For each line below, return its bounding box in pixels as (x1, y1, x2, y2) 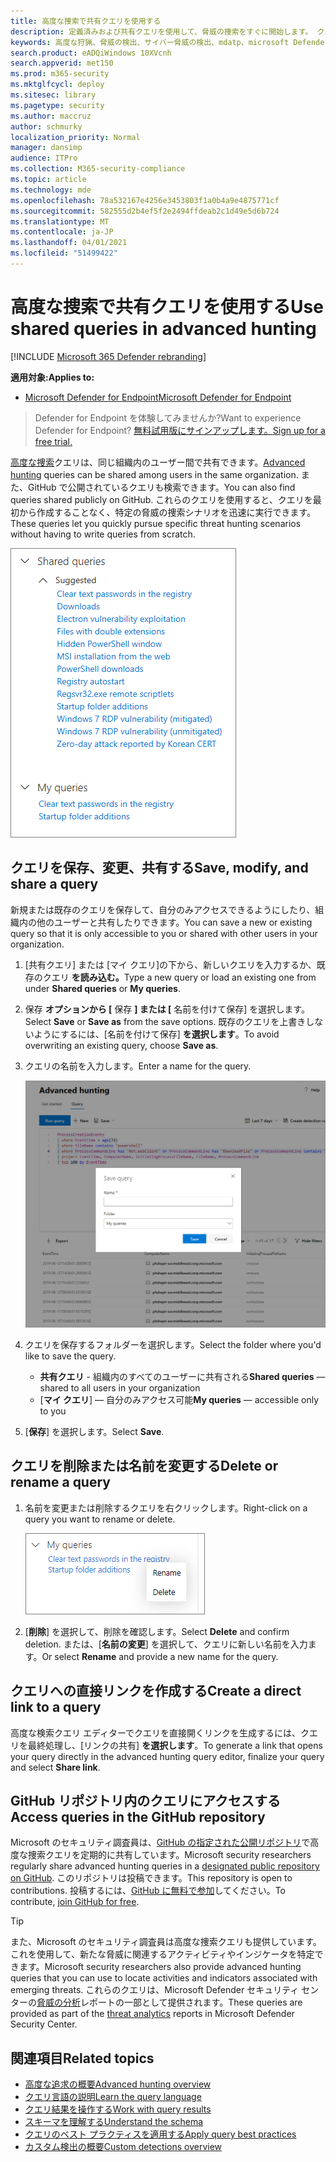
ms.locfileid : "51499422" (10, 248, 118, 259)
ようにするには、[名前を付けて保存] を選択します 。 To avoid (33, 1028, 280, 1040)
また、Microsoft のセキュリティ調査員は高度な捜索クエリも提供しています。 (10, 1936, 322, 1948)
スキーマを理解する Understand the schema (24, 2116, 204, 2128)
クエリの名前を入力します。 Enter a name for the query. (24, 1060, 252, 1072)
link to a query (10, 1699, 102, 1716)
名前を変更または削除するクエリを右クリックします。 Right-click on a (24, 1501, 308, 1514)
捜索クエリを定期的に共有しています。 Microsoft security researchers (27, 1849, 312, 1861)
